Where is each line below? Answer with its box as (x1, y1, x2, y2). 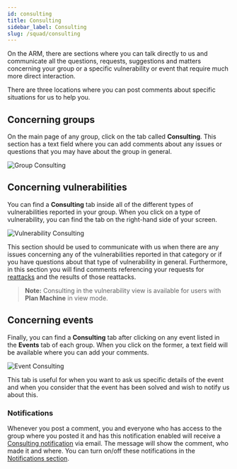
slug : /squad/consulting (7, 30, 81, 37)
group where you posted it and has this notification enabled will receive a (7, 432, 221, 440)
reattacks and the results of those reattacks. (7, 273, 137, 281)
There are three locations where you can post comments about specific (7, 85, 216, 94)
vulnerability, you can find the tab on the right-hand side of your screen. (7, 215, 218, 223)
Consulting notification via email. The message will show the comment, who (7, 439, 229, 447)
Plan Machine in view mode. (24, 294, 108, 302)
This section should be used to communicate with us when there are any (7, 242, 219, 251)
